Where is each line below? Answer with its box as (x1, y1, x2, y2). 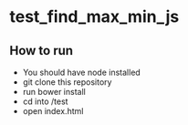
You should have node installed (22, 67, 141, 78)
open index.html (22, 106, 84, 116)
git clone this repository (22, 77, 112, 88)
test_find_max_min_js (9, 6, 180, 27)
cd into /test (22, 96, 68, 107)
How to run (9, 43, 74, 58)
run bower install (22, 87, 87, 97)
